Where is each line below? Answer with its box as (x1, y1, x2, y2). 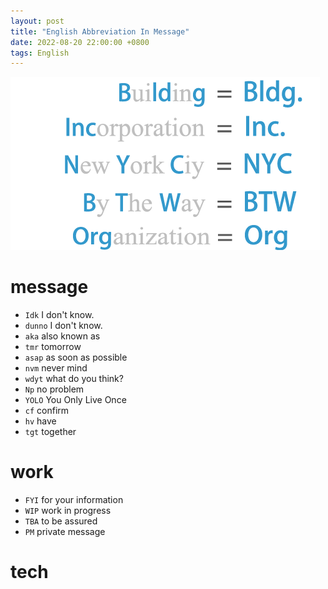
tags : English (10, 48, 70, 58)
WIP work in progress (24, 505, 112, 517)
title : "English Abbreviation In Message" (10, 26, 190, 37)
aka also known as (24, 330, 101, 342)
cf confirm (24, 405, 70, 417)
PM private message (24, 526, 106, 538)
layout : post (10, 16, 65, 26)
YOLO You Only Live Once (24, 394, 127, 406)
